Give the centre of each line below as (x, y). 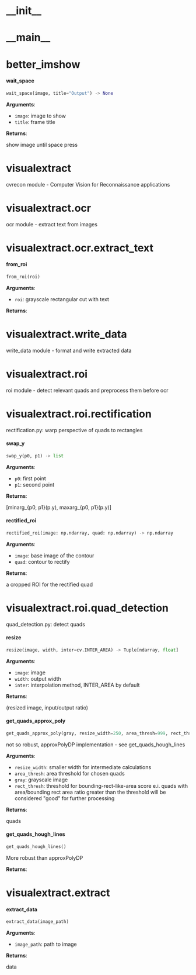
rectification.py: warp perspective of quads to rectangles (74, 430)
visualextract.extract (58, 893)
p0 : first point (30, 478)
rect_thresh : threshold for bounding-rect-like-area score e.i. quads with (101, 785)
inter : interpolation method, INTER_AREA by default (77, 685)
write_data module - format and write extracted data (69, 350)
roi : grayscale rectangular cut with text (62, 299)
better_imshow (43, 64)
